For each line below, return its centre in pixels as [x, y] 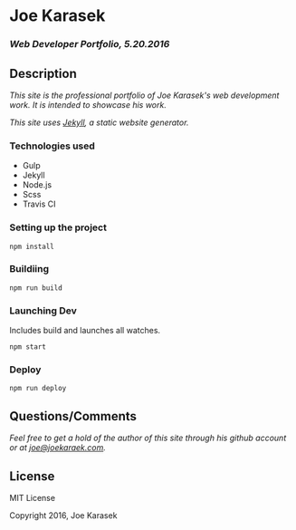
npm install [32, 246]
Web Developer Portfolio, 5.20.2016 [90, 44]
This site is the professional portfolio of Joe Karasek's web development [144, 95]
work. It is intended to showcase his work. [88, 104]
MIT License [33, 498]
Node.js [37, 185]
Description [43, 73]
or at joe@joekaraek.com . [58, 448]
